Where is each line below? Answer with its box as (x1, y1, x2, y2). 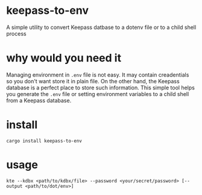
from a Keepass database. (6, 97, 72, 104)
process (6, 30, 27, 37)
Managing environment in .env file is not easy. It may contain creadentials (6, 71, 189, 78)
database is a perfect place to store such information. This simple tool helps (6, 84, 195, 91)
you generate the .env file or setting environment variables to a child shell (6, 90, 189, 97)
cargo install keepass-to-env (6, 138, 83, 144)
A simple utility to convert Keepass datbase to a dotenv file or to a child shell (6, 24, 197, 31)
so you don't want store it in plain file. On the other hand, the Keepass (6, 77, 180, 85)
